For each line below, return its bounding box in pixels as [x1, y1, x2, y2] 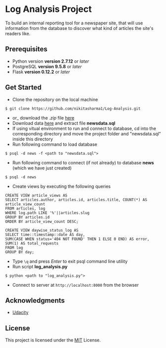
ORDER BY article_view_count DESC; [5, 219, 79, 224]
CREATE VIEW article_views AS [5, 193, 68, 198]
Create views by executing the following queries [12, 183, 111, 189]
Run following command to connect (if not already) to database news [12, 159, 155, 165]
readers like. [5, 30, 31, 36]
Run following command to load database [12, 141, 98, 147]
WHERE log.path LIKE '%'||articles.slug [5, 210, 90, 215]
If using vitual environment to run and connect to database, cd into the [12, 125, 156, 131]
